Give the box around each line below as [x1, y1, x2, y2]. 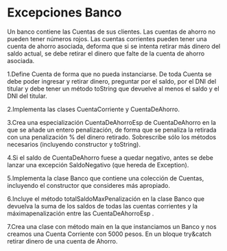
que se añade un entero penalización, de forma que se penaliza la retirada [7, 125, 217, 134]
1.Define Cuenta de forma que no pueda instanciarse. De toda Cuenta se [7, 70, 212, 78]
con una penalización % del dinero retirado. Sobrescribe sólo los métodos [7, 132, 217, 141]
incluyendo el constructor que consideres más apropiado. [7, 181, 170, 189]
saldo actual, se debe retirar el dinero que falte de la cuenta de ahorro [7, 49, 205, 58]
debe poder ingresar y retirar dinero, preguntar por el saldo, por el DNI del [7, 77, 217, 85]
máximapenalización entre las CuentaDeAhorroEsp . [7, 209, 154, 217]
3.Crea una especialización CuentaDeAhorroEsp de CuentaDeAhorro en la [7, 118, 216, 126]
